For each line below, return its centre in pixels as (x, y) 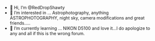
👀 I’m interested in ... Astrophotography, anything (59, 13)
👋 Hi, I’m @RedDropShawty (37, 8)
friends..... (20, 23)
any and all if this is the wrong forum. (47, 33)
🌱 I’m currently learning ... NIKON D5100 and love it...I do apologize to (80, 28)
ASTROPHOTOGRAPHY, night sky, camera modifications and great (77, 18)
